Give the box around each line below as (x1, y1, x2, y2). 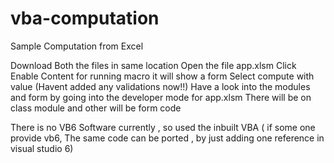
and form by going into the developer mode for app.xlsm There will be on (10, 91, 312, 103)
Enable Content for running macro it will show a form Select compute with (10, 70, 315, 82)
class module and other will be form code (10, 102, 182, 114)
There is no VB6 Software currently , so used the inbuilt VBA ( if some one (10, 121, 316, 133)
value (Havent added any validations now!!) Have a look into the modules (10, 80, 311, 92)
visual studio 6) (10, 142, 74, 154)
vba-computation (10, 7, 160, 30)
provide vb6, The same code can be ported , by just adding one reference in (10, 132, 325, 144)
